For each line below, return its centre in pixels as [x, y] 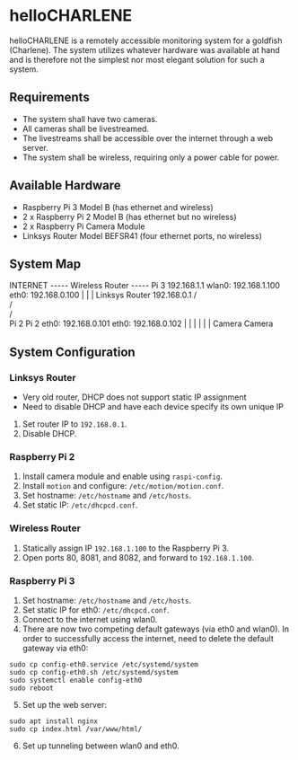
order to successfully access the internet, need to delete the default [148, 638]
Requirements [49, 97]
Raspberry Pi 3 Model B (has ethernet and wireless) [118, 207]
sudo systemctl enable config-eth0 [76, 680]
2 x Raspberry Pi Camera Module [83, 226]
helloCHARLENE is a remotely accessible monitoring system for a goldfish [146, 40]
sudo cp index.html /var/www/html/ [76, 729]
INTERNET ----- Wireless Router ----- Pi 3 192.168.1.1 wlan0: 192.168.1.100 [145, 286]
